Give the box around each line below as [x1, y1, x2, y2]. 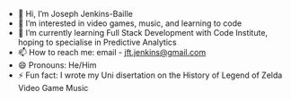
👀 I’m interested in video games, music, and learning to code [17, 18, 242, 29]
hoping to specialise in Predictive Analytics [17, 37, 177, 47]
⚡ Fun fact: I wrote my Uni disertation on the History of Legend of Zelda [17, 70, 283, 80]
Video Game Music [17, 83, 89, 93]
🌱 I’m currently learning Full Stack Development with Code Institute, [17, 28, 268, 37]
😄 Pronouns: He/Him [17, 60, 97, 71]
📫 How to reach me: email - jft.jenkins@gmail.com [17, 47, 207, 57]
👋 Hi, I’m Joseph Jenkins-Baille [17, 9, 133, 19]
